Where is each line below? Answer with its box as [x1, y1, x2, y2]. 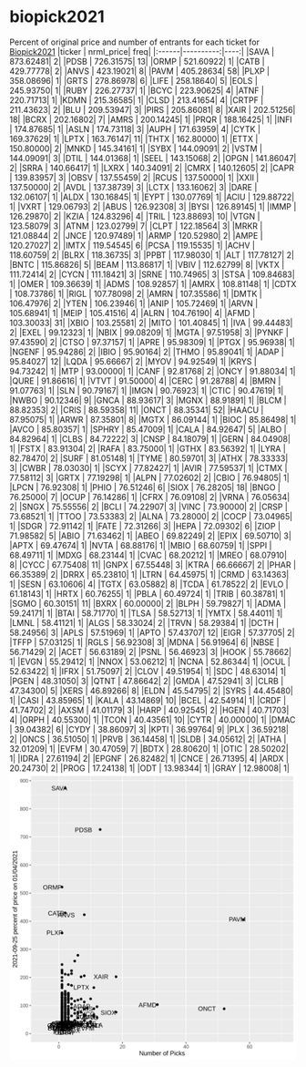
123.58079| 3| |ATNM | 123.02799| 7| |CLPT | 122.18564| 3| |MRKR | [9, 221, 263, 231]
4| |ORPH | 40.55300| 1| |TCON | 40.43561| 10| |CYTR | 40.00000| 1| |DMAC [9, 713, 296, 725]
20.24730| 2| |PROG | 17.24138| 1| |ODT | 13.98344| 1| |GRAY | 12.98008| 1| [9, 763, 290, 774]
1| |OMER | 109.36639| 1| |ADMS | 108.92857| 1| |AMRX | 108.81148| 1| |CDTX [9, 278, 297, 289]
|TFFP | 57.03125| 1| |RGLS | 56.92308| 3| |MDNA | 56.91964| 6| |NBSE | [9, 636, 280, 648]
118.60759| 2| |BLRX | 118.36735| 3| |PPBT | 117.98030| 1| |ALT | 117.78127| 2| [9, 249, 294, 261]
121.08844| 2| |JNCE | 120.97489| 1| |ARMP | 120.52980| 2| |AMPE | [9, 230, 264, 241]
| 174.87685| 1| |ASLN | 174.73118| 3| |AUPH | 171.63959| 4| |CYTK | [9, 123, 261, 134]
